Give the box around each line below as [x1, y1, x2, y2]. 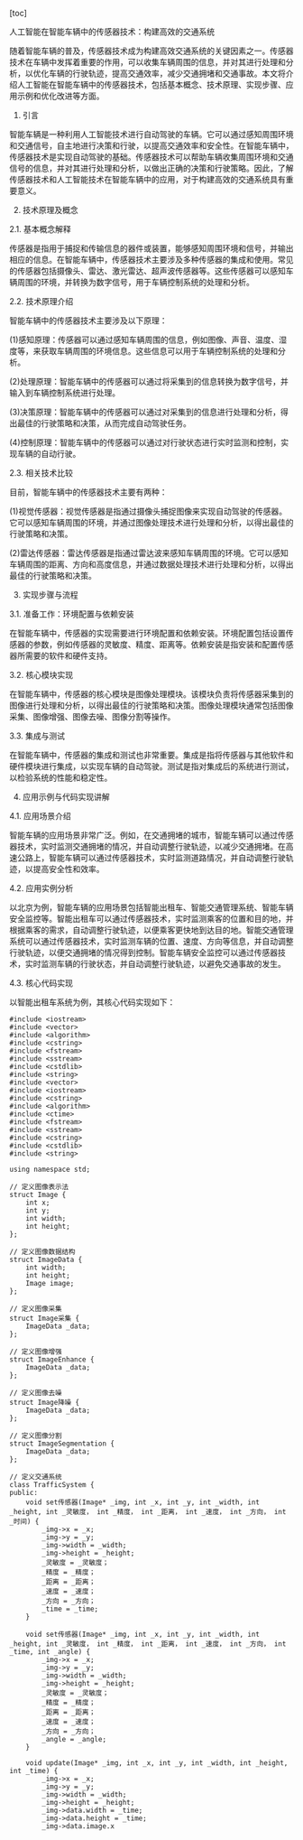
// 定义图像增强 [9, 1347, 62, 1356]
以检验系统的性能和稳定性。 [9, 772, 113, 783]
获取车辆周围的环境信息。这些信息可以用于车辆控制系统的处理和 [40, 346, 278, 356]
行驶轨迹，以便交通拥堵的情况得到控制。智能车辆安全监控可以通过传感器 [9, 947, 278, 958]
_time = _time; [41, 1604, 99, 1613]
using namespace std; [9, 1165, 91, 1174]
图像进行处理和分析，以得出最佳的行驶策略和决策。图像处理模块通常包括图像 [9, 700, 294, 711]
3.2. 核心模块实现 [9, 670, 74, 680]
